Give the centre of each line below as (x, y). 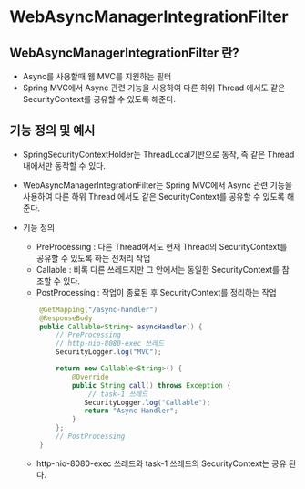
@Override (90, 377)
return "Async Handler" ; (131, 411)
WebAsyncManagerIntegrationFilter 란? (124, 52)
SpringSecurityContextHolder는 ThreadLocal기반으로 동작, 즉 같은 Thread (158, 154)
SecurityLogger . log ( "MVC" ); (109, 352)
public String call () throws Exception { (151, 385)
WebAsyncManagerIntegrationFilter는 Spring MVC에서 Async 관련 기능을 (158, 185)
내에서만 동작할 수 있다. (64, 165)
